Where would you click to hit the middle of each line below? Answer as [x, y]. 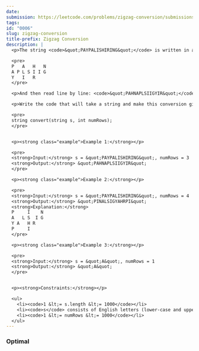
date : [13, 12]
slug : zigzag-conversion [37, 34]
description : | [25, 45]
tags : [13, 22]
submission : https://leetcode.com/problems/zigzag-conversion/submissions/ [102, 17]
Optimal [18, 342]
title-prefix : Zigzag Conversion [47, 39]
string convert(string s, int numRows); [62, 120]
